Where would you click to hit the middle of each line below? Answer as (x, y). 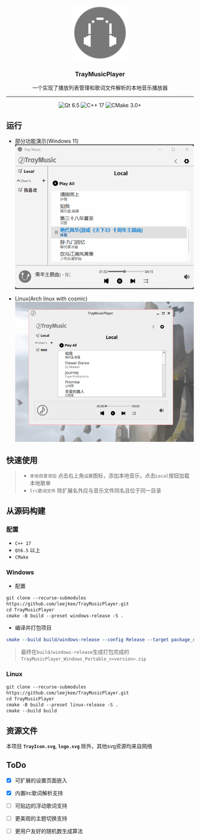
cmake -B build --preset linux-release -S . (62, 705)
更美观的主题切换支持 (41, 819)
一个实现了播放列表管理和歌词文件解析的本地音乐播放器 (100, 88)
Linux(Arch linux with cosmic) (51, 299)
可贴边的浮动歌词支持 (41, 805)
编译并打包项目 (33, 628)
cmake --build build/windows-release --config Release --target (87, 640)
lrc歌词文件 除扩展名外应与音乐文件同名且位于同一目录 (96, 491)
